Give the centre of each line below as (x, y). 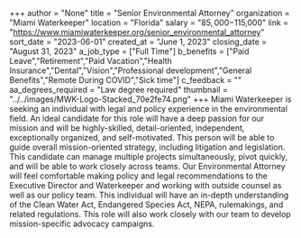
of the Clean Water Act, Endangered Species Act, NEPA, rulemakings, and (146, 205)
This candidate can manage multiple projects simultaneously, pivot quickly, (149, 156)
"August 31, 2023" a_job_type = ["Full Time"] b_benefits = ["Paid (129, 51)
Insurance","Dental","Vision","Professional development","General (131, 70)
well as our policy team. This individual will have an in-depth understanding (149, 195)
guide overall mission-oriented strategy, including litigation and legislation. (147, 147)
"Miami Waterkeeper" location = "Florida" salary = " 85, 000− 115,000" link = (149, 23)
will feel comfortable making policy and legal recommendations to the (138, 176)
